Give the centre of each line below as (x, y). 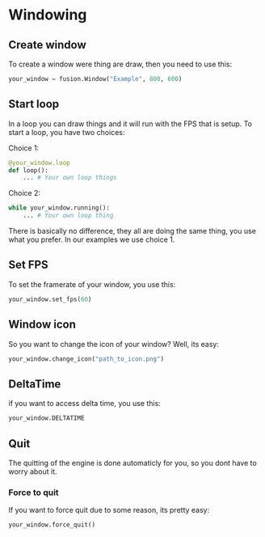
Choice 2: (24, 193)
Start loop (34, 104)
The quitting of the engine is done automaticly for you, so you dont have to (132, 463)
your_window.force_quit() (52, 525)
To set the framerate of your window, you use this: (92, 284)
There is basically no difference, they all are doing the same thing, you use (132, 231)
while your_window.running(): (59, 208)
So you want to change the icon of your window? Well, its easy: (114, 344)
